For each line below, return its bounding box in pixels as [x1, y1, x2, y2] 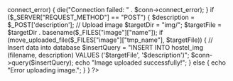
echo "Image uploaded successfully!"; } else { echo [75, 58, 226, 67]
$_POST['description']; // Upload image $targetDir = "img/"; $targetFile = [7, 21, 222, 29]
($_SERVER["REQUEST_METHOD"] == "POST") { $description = [7, 13, 195, 21]
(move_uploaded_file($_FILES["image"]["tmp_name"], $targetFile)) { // [7, 36, 213, 44]
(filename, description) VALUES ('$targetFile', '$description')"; [7, 51, 190, 59]
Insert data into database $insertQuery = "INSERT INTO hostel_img [7, 43, 204, 51]
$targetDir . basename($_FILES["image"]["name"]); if [7, 28, 163, 36]
